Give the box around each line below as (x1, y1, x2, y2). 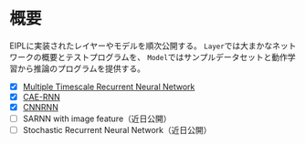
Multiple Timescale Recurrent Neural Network (22, 81, 195, 92)
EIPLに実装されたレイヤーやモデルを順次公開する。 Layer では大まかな (9, 40, 273, 51)
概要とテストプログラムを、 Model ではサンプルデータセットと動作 (40, 51, 288, 62)
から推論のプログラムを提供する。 (16, 63, 146, 74)
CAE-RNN (22, 92, 61, 102)
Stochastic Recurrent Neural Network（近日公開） (22, 125, 212, 136)
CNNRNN (22, 102, 59, 113)
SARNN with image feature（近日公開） (22, 113, 172, 124)
